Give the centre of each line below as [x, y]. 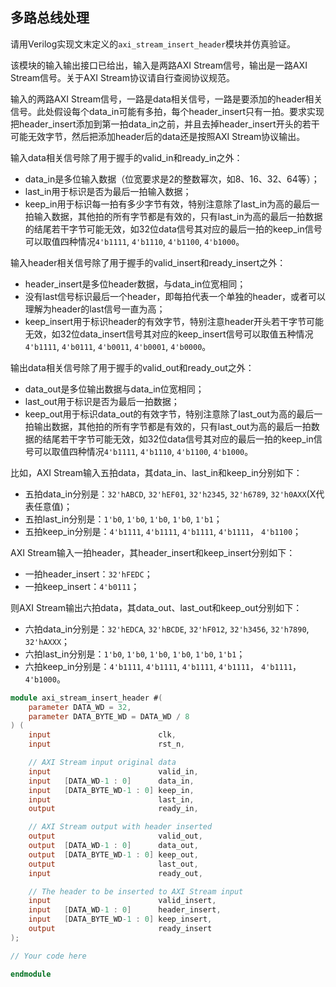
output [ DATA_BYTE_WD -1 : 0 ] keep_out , [113, 854]
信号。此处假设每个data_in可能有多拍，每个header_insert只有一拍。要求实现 [167, 111]
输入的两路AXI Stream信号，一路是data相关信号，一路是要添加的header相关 [166, 99]
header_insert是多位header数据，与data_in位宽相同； [135, 284]
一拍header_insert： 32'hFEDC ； [88, 574]
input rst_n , [107, 744]
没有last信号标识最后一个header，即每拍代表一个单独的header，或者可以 [175, 296]
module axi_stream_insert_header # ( [86, 698]
